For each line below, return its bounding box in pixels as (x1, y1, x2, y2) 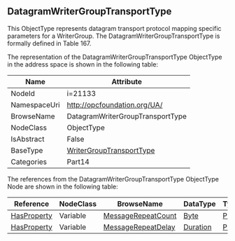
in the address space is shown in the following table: (7, 60, 159, 69)
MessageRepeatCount (103, 210, 177, 220)
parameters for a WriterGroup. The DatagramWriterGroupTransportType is (7, 32, 220, 40)
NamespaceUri (10, 99, 61, 109)
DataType (183, 199, 216, 209)
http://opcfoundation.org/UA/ (66, 99, 163, 109)
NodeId (10, 88, 35, 98)
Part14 (66, 157, 90, 167)
